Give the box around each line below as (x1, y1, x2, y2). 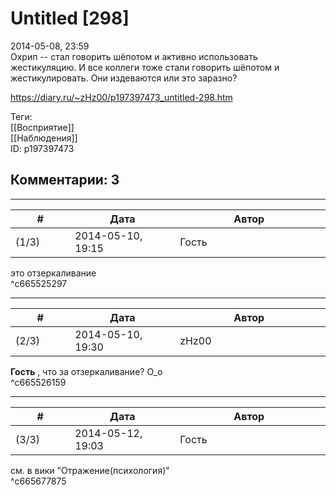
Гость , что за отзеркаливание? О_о (10, 365, 163, 377)
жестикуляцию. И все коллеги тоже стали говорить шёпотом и (10, 61, 280, 73)
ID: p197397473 (10, 142, 75, 154)
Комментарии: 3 (10, 172, 120, 189)
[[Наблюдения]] (10, 132, 78, 144)
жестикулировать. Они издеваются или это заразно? (10, 72, 238, 84)
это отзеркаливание (10, 267, 97, 279)
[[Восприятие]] (10, 121, 75, 133)
